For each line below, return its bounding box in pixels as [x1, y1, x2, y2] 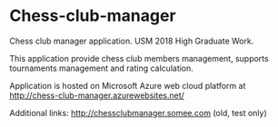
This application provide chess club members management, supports [9, 53, 270, 63]
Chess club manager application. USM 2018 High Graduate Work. [9, 35, 254, 46]
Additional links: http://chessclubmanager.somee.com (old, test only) [9, 107, 268, 118]
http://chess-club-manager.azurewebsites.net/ [9, 90, 184, 101]
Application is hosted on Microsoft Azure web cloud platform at [9, 80, 246, 91]
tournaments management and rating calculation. [9, 63, 194, 73]
